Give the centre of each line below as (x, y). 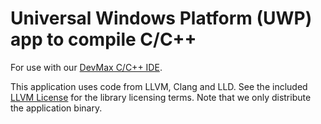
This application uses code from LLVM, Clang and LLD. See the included (159, 86)
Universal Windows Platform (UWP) (161, 18)
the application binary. (56, 108)
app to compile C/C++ (103, 39)
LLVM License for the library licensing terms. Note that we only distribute (161, 97)
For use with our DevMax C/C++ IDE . (86, 67)
